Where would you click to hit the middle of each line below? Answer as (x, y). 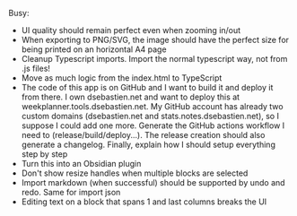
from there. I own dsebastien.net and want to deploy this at (130, 97)
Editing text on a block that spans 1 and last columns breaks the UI (144, 202)
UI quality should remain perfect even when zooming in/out (131, 30)
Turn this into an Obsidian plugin (81, 164)
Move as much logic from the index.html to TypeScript (122, 78)
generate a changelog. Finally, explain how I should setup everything (148, 144)
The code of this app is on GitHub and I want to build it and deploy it (147, 87)
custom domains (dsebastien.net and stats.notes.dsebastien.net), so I (150, 116)
